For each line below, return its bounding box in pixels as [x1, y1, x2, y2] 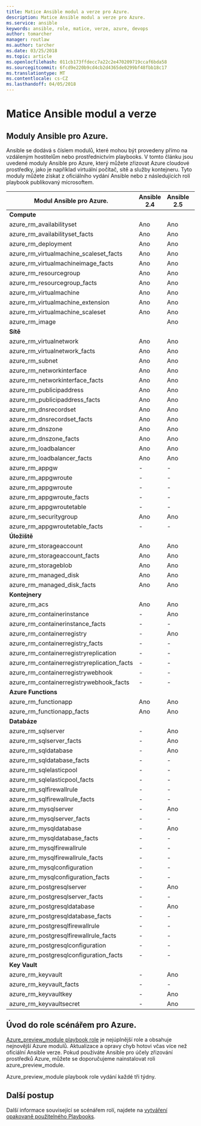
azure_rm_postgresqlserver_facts [9, 893, 103, 901]
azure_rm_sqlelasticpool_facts [9, 776, 95, 784]
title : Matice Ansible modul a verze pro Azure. [6, 8, 130, 15]
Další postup [6, 1091, 54, 1101]
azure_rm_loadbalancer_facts [9, 454, 93, 462]
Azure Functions [9, 688, 58, 696]
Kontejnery [9, 591, 42, 598]
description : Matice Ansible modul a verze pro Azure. [6, 14, 146, 20]
